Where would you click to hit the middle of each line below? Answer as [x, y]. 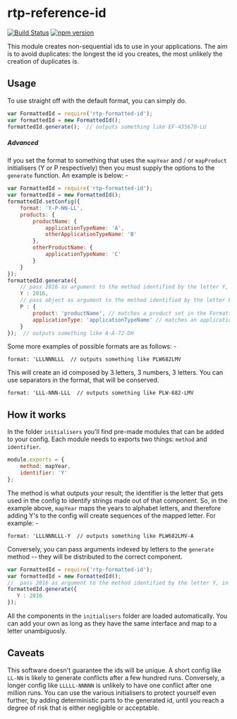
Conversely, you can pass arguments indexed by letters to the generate [111, 549]
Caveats [26, 653]
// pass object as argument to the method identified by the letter [123, 300]
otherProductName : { [63, 248]
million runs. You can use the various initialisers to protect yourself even [112, 692]
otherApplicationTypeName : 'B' [91, 235]
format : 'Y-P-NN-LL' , [51, 208]
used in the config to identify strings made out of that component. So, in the [117, 501]
